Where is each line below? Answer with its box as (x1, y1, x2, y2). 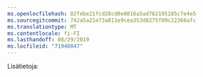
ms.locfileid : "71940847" (7, 43, 83, 50)
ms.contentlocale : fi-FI (7, 29, 80, 37)
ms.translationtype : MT (7, 23, 77, 30)
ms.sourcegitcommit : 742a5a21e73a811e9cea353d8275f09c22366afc (7, 17, 197, 24)
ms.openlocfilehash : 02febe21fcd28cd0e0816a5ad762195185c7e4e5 (7, 10, 197, 17)
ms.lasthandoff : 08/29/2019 (7, 36, 90, 43)
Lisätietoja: (7, 62, 39, 70)
